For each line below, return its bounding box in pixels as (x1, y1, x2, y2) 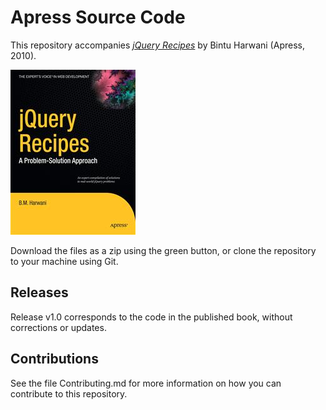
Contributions (10, 351, 99, 368)
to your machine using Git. (10, 255, 119, 267)
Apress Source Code (10, 6, 186, 29)
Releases (10, 284, 69, 301)
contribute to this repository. (10, 387, 128, 400)
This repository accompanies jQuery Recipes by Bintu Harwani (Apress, (10, 39, 305, 51)
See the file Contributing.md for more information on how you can (10, 377, 282, 389)
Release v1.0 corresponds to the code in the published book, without (10, 311, 293, 323)
